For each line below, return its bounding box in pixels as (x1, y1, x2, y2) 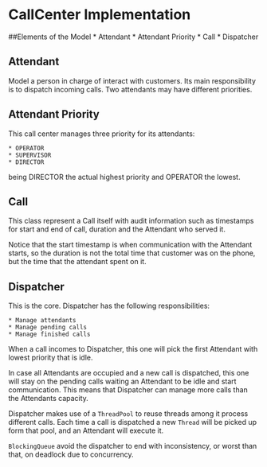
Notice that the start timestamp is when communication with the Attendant (8, 240, 253, 250)
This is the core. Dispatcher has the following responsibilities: (8, 301, 210, 311)
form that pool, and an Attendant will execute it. (8, 426, 164, 435)
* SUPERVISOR (8, 151, 52, 159)
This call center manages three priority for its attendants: (8, 129, 195, 138)
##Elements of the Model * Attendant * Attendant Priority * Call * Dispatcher (8, 32, 259, 41)
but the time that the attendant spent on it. (8, 257, 147, 267)
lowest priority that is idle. (8, 352, 93, 363)
